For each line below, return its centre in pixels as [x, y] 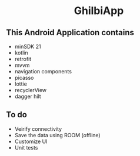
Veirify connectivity [38, 129]
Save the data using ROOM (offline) [58, 135]
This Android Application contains [70, 33]
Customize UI [31, 141]
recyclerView [31, 90]
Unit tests [26, 147]
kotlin [21, 53]
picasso [24, 78]
